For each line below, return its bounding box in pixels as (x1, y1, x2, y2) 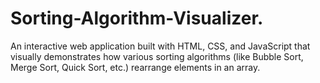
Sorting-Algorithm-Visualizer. (10, 7, 264, 30)
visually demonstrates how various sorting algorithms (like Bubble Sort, (10, 50, 304, 62)
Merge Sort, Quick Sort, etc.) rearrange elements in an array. (10, 61, 261, 73)
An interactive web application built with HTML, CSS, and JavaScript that (10, 40, 311, 52)
